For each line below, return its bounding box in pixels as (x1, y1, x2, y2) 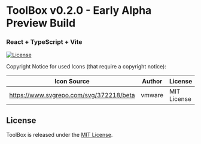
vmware (140, 91, 164, 100)
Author (141, 77, 163, 86)
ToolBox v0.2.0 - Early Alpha (6, 4, 152, 17)
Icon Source (54, 77, 90, 86)
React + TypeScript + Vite (6, 38, 83, 46)
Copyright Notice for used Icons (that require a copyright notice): (6, 63, 166, 70)
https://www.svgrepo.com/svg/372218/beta (9, 91, 135, 100)
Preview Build (6, 16, 76, 30)
